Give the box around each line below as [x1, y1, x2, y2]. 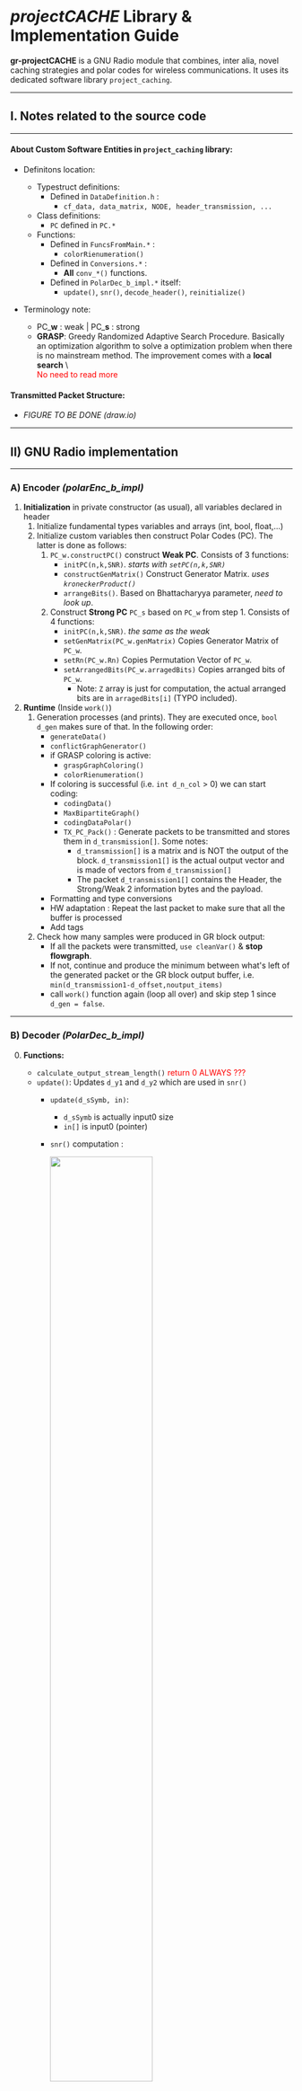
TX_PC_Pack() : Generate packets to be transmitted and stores [63, 827, 290, 837]
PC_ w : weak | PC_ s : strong [36, 321, 141, 332]
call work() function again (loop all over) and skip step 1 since [49, 988, 277, 999]
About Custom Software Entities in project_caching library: [10, 144, 233, 155]
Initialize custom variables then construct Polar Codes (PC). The [36, 530, 273, 541]
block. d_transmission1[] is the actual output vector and [76, 855, 285, 866]
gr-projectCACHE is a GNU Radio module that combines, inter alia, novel [10, 55, 280, 66]
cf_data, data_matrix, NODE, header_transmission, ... [63, 202, 272, 211]
